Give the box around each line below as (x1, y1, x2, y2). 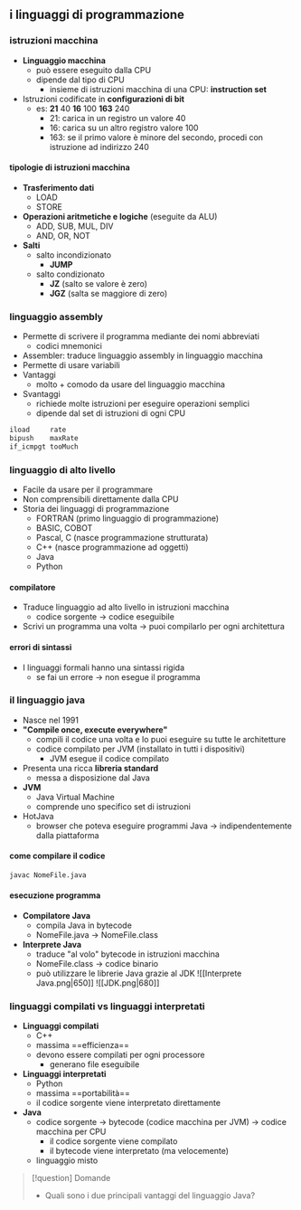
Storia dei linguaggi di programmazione (22, 504, 170, 515)
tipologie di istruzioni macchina (9, 162, 131, 173)
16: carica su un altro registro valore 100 (49, 122, 199, 133)
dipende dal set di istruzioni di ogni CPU (35, 408, 186, 419)
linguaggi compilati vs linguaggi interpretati (9, 1000, 205, 1013)
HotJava (22, 810, 54, 821)
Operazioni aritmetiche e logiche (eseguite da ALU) (22, 211, 218, 222)
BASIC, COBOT (35, 523, 93, 534)
